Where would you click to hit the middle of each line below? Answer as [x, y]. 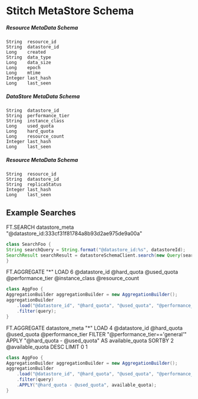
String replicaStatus [34, 184]
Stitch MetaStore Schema [70, 11]
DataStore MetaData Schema [43, 96]
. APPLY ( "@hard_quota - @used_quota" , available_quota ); [87, 385]
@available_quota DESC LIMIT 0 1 [47, 346]
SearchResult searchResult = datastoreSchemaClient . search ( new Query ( [95, 255]
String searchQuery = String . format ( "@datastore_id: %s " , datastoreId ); [96, 249]
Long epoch [24, 68]
